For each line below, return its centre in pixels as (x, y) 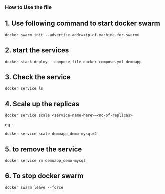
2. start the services (37, 51)
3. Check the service (38, 77)
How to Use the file (29, 7)
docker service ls (24, 89)
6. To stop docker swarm (44, 176)
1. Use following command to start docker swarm (83, 24)
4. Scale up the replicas (42, 104)
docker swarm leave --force (34, 187)
